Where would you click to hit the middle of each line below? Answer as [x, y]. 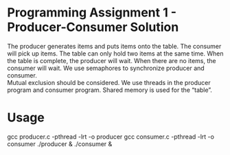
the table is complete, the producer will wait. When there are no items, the [112, 60]
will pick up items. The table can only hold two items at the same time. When [115, 53]
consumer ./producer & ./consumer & [60, 144]
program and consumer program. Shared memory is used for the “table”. [110, 90]
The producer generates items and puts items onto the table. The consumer [114, 46]
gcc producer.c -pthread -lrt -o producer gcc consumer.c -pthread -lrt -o [111, 136]
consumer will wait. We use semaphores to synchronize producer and [106, 68]
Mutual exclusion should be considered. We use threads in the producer [109, 82]
